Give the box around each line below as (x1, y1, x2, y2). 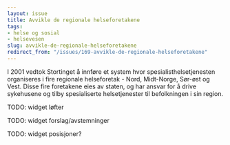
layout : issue (7, 10, 48, 17)
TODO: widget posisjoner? (7, 129, 82, 138)
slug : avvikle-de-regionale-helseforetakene (7, 42, 137, 49)
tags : (7, 23, 23, 30)
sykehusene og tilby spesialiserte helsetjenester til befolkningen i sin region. (7, 89, 224, 97)
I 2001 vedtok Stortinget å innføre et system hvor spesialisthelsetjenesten (7, 67, 216, 76)
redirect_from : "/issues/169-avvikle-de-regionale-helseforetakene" (7, 49, 208, 56)
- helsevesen (7, 36, 45, 43)
